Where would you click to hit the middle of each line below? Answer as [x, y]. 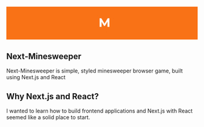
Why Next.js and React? [53, 96]
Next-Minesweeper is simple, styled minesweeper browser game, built [95, 71]
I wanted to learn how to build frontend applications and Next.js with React [100, 111]
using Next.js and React [36, 77]
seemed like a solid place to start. [48, 117]
